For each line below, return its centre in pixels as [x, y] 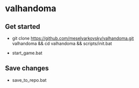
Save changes [27, 68]
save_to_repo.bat [29, 80]
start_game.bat [27, 53]
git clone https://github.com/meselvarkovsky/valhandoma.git [73, 38]
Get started [23, 27]
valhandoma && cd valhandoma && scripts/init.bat [62, 44]
